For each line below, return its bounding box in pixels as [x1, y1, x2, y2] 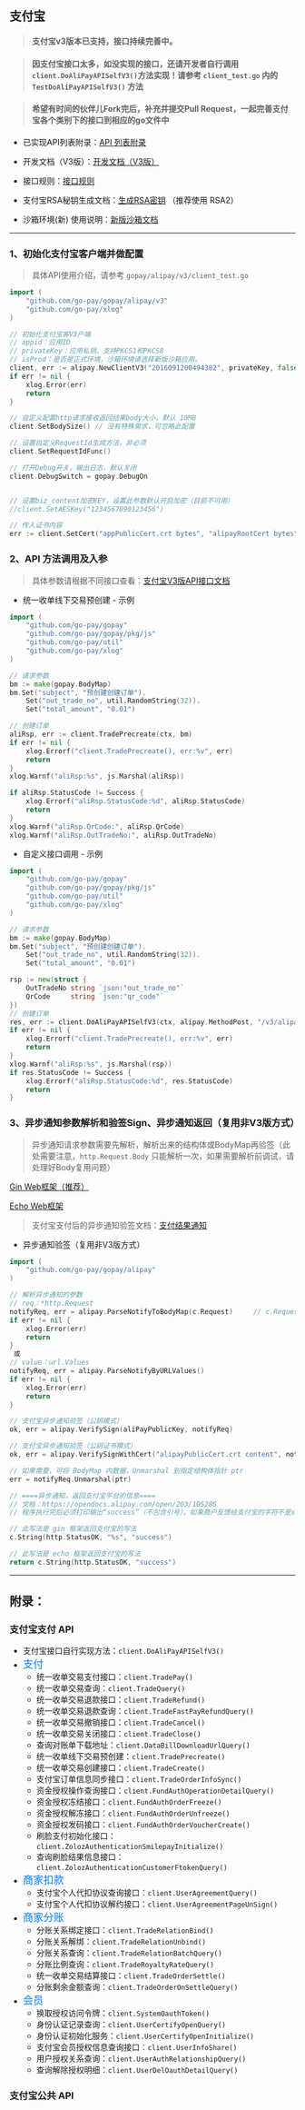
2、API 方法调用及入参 [9, 552, 108, 565]
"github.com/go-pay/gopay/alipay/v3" [25, 296, 169, 305]
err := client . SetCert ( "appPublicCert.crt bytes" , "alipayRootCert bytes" [9, 530, 299, 539]
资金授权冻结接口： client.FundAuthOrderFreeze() [35, 1796, 222, 1807]
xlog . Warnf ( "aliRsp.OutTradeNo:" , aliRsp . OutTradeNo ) [9, 831, 218, 840]
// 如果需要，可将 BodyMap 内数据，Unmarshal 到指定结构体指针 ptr [9, 1466, 244, 1475]
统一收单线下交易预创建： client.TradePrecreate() [35, 1751, 226, 1762]
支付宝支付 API [9, 1623, 74, 1636]
